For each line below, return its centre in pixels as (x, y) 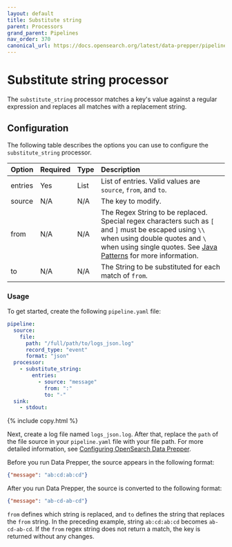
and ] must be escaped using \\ (153, 229)
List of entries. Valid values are (151, 181)
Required (56, 169)
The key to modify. (131, 201)
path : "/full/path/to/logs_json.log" (80, 343)
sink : (21, 401)
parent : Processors (35, 26)
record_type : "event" (57, 350)
